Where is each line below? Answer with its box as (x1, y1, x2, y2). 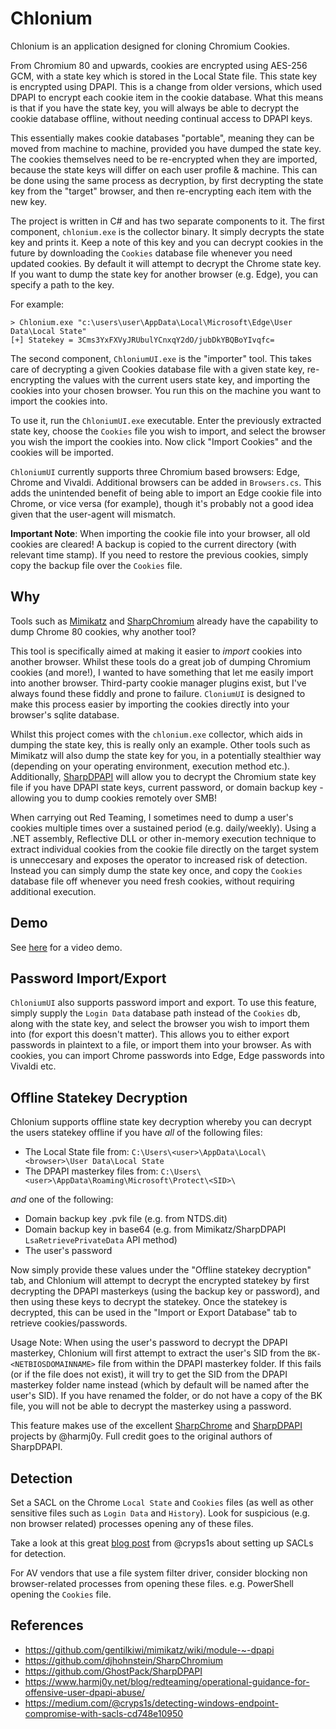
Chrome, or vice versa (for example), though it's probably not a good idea (10, 497, 314, 509)
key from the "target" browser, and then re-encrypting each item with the (10, 185, 312, 197)
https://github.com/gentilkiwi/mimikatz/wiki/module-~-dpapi (24, 1643, 275, 1656)
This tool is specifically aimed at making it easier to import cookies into (10, 645, 303, 657)
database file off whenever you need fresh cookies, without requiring (10, 875, 295, 887)
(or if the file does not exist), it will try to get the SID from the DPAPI (10, 1368, 288, 1381)
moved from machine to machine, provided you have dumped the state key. (10, 142, 322, 154)
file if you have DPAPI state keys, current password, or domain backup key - (10, 781, 324, 793)
